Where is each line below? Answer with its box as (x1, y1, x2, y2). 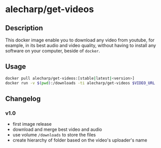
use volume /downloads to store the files (12, 132, 96, 138)
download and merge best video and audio (12, 126, 102, 132)
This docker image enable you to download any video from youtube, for (5, 37, 155, 43)
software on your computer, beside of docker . (5, 48, 100, 54)
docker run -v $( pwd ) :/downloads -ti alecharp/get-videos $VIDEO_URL (5, 80, 155, 85)
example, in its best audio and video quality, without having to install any (5, 42, 156, 48)
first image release (12, 121, 52, 127)
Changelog (5, 94, 41, 103)
